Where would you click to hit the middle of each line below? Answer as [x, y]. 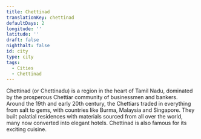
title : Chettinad [28, 12]
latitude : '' [23, 34]
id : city [17, 51]
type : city [20, 57]
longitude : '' [24, 29]
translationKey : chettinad [40, 18]
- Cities [23, 68]
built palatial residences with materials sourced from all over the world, [94, 117]
